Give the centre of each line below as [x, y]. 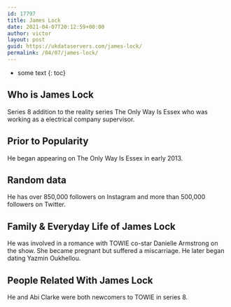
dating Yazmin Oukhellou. [44, 258]
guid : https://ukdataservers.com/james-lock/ [75, 46]
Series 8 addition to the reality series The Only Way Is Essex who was [107, 111]
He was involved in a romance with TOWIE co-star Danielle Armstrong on [113, 243]
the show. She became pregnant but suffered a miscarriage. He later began [116, 251]
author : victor [29, 33]
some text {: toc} [42, 73]
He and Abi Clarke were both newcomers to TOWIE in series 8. [98, 297]
